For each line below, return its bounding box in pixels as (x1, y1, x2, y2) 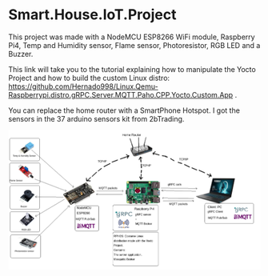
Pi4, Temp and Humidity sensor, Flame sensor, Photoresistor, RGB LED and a (8, 40, 261, 50)
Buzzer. (8, 49, 34, 58)
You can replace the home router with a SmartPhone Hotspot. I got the (8, 106, 240, 115)
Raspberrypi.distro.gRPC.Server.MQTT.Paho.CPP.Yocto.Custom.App (8, 90, 234, 99)
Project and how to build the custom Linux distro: (8, 73, 170, 82)
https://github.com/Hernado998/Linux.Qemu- (8, 82, 158, 91)
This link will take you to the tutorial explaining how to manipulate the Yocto (8, 64, 256, 74)
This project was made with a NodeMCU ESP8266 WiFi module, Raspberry (8, 32, 255, 42)
